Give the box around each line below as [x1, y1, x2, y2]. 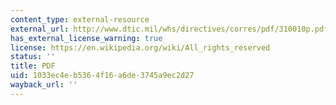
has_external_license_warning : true [10, 33, 163, 43]
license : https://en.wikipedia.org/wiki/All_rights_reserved [10, 42, 271, 53]
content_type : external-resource [10, 14, 150, 25]
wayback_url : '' [10, 80, 78, 90]
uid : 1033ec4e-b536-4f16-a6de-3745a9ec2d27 [10, 71, 195, 81]
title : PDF [10, 61, 56, 71]
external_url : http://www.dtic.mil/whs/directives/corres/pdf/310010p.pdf [10, 24, 329, 34]
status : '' [10, 52, 56, 62]
